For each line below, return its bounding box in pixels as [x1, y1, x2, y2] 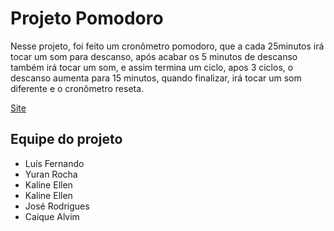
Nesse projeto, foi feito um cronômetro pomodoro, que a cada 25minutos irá [10, 40, 325, 52]
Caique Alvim [24, 210, 80, 222]
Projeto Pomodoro [10, 7, 164, 30]
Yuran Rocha [24, 168, 78, 180]
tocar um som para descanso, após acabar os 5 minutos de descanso [10, 50, 298, 62]
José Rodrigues [24, 200, 90, 212]
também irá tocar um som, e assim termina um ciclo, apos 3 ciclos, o [10, 61, 294, 73]
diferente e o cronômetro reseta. [10, 82, 145, 94]
